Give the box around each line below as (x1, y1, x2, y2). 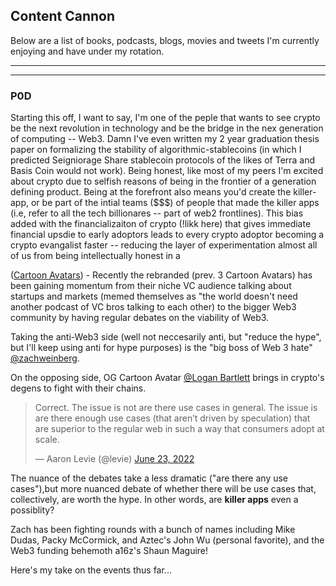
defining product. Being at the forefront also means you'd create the (10, 186, 292, 198)
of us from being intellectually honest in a (10, 250, 181, 262)
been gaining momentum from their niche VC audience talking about (10, 280, 292, 292)
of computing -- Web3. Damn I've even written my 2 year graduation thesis (10, 133, 320, 145)
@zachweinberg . (10, 352, 80, 364)
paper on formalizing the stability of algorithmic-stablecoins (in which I (10, 144, 302, 156)
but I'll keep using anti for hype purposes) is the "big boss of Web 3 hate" (10, 342, 313, 354)
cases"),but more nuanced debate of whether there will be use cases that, (10, 483, 317, 495)
